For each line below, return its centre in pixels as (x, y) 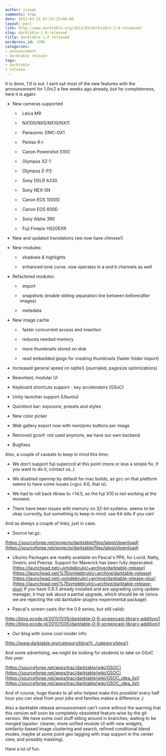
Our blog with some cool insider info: (50, 633)
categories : (17, 47)
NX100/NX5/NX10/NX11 (46, 123)
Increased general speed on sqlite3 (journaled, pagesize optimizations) (85, 368)
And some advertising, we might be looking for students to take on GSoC (79, 653)
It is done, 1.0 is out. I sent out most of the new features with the (70, 84)
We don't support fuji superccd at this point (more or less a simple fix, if (85, 464)
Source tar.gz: (26, 533)
